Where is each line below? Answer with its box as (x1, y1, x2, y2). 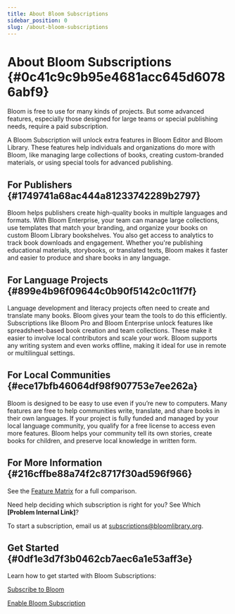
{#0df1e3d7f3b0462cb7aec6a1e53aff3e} (7, 553, 193, 565)
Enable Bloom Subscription (7, 599, 86, 608)
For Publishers (7, 179, 72, 191)
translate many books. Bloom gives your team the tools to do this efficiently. (7, 311, 227, 320)
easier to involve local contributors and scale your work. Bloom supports (7, 333, 217, 342)
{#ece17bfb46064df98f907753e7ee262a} (7, 380, 198, 392)
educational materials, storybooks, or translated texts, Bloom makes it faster (7, 246, 228, 255)
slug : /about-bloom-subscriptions (7, 23, 109, 30)
